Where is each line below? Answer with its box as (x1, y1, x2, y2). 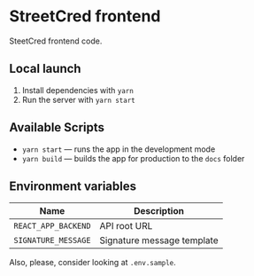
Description (134, 205, 184, 217)
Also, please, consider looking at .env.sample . (9, 257, 177, 268)
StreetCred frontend (9, 6, 161, 27)
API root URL (99, 220, 153, 233)
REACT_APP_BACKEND (13, 221, 91, 232)
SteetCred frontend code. (9, 35, 103, 46)
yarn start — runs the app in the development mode (21, 144, 216, 154)
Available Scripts (9, 120, 104, 135)
